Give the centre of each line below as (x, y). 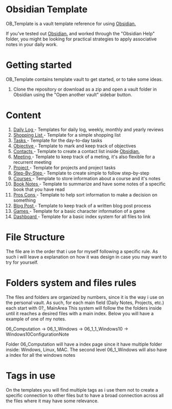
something (25, 200)
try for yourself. (22, 262)
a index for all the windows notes (41, 355)
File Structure (35, 237)
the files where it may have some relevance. (52, 401)
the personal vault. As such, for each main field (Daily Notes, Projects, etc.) (85, 303)
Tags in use (31, 375)
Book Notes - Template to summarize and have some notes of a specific (89, 184)
